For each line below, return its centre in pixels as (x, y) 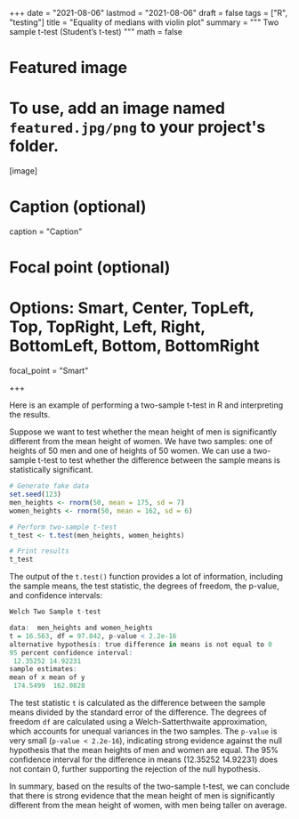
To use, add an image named (117, 108)
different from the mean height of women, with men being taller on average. (148, 806)
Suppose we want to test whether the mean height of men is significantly (143, 432)
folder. (34, 146)
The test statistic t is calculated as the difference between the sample (137, 703)
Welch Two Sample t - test (55, 612)
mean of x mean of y (48, 677)
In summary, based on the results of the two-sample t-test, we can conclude (149, 786)
